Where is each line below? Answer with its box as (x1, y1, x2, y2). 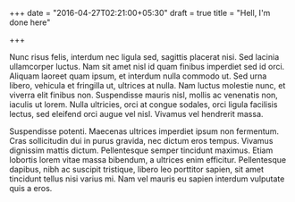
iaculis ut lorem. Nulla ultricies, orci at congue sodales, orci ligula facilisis (9, 99, 278, 110)
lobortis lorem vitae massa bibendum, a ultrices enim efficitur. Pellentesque (9, 155, 287, 164)
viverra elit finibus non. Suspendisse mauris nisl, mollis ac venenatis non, (9, 89, 279, 100)
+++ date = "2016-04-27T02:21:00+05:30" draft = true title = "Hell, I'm (9, 8, 271, 18)
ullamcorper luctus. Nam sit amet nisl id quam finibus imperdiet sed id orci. (9, 62, 285, 72)
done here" (9, 17, 51, 28)
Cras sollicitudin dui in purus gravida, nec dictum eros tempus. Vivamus (9, 136, 274, 146)
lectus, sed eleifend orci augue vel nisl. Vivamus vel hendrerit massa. (9, 109, 264, 119)
